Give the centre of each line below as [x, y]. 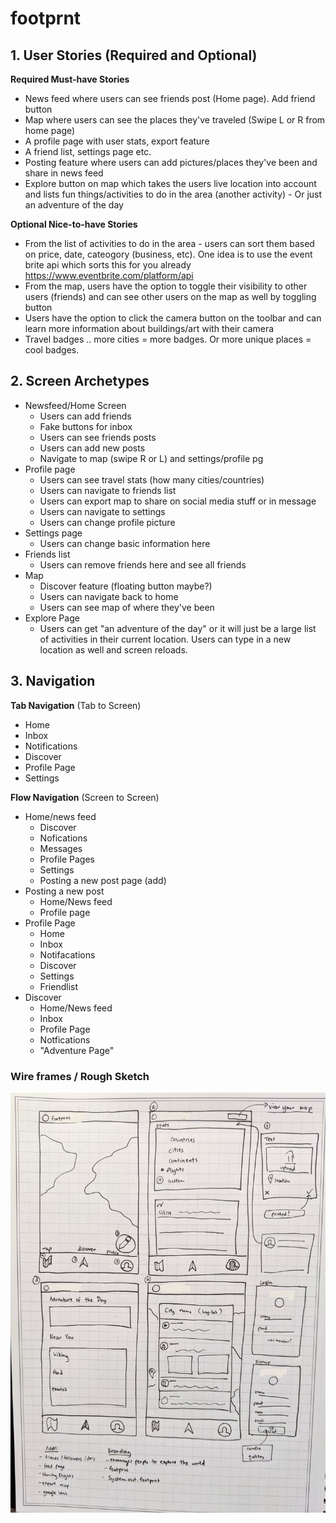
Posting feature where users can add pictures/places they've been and [171, 162]
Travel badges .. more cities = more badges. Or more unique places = [168, 339]
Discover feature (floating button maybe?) [126, 586]
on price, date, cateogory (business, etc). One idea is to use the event [168, 254]
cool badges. [52, 350]
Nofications [63, 838]
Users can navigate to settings [102, 511]
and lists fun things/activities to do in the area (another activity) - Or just [173, 194]
